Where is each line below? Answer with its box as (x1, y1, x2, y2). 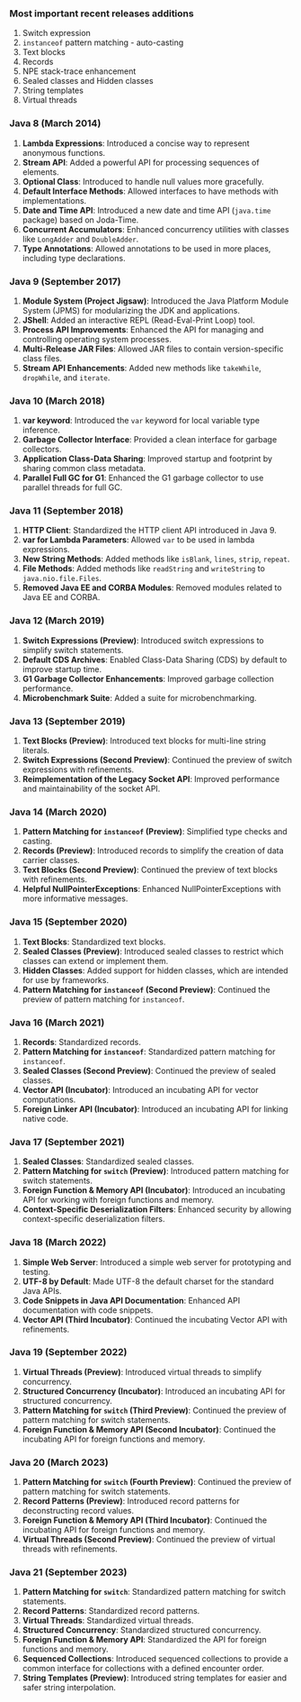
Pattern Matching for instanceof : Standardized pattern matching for (22, 1046, 276, 1057)
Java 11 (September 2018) (9, 505, 124, 517)
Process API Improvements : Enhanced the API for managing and (22, 323, 264, 335)
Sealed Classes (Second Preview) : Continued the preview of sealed (22, 1065, 277, 1076)
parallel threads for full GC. (22, 482, 123, 493)
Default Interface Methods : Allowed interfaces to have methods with (22, 186, 279, 196)
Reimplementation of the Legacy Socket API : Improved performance (22, 774, 280, 785)
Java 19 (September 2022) (9, 1346, 128, 1359)
